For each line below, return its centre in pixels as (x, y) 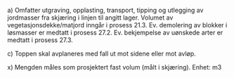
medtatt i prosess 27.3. (40, 40)
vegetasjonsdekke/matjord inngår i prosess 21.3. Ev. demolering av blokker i (117, 25)
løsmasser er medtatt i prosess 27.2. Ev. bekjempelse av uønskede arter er (115, 32)
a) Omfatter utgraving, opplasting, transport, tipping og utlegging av (105, 10)
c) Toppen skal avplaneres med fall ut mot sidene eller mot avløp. (102, 53)
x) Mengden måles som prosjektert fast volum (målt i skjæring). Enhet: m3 (115, 67)
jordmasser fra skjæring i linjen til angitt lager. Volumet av (90, 18)
